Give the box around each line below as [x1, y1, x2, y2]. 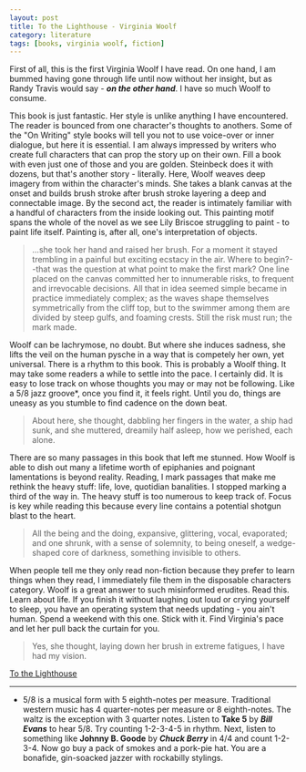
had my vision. [31, 651, 87, 662]
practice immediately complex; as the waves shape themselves [31, 293, 270, 304]
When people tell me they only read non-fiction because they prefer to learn [9, 565, 296, 576]
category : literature [9, 30, 92, 39]
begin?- [263, 254, 293, 265]
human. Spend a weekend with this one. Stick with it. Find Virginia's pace [9, 613, 284, 624]
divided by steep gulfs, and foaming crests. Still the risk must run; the [31, 312, 293, 324]
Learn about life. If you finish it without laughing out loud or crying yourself [9, 594, 290, 605]
